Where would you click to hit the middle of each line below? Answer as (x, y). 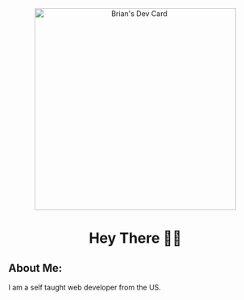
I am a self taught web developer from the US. (85, 287)
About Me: (35, 268)
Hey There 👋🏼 (135, 238)
